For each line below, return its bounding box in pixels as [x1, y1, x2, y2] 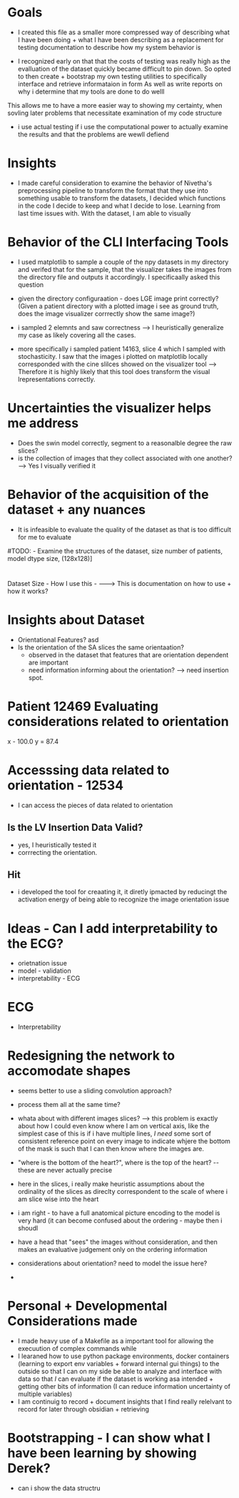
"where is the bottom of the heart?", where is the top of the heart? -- [17, 1158, 220, 1167]
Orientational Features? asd [17, 635, 99, 644]
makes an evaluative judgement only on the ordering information [17, 1245, 208, 1254]
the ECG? [7, 936, 64, 951]
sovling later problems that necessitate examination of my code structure [7, 108, 223, 117]
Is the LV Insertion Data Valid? [7, 821, 143, 834]
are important [28, 658, 69, 667]
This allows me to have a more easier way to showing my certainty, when [7, 101, 223, 109]
